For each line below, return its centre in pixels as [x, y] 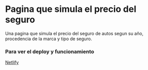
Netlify [12, 63]
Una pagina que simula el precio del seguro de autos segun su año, [74, 33]
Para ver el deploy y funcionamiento [50, 52]
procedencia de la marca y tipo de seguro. [49, 39]
